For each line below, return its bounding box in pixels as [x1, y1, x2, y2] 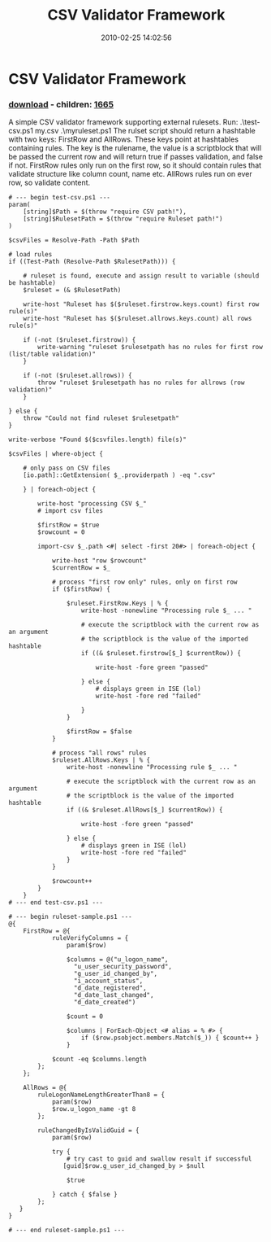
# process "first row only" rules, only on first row [51, 578, 238, 587]
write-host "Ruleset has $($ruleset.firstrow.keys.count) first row [23, 300, 260, 308]
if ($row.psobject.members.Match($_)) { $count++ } [80, 1034, 260, 1043]
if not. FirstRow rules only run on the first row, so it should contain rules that [8, 160, 262, 170]
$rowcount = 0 [37, 528, 85, 536]
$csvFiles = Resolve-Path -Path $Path [8, 236, 140, 245]
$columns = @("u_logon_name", [66, 956, 169, 964]
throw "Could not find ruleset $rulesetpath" [23, 414, 180, 422]
